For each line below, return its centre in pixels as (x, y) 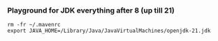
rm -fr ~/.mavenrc (34, 25)
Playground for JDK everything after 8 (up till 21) (91, 10)
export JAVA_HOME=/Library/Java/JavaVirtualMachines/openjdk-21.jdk (109, 31)
